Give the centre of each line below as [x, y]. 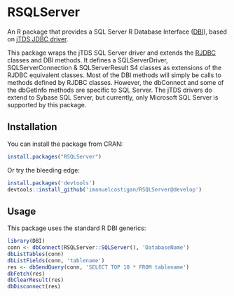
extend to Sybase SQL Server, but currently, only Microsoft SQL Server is [113, 97]
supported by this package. [47, 105]
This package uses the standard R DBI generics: [77, 228]
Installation [32, 127]
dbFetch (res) [26, 274]
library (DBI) [26, 241]
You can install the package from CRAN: [65, 144]
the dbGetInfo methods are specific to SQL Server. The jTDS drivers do [110, 90]
